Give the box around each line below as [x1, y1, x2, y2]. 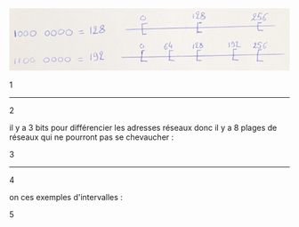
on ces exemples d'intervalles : [9, 191, 123, 202]
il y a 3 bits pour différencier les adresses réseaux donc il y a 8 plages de [9, 122, 278, 133]
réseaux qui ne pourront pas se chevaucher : [9, 132, 174, 142]
